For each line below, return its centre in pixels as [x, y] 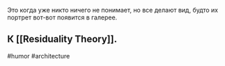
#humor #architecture [39, 56]
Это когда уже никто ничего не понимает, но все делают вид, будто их [113, 10]
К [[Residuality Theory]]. [62, 39]
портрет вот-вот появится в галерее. [62, 17]
